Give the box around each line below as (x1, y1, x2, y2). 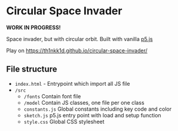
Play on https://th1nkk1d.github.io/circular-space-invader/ (6, 46, 148, 54)
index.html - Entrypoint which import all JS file (14, 80, 130, 87)
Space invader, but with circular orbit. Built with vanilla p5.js (6, 35, 154, 42)
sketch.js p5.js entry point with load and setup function (23, 111, 161, 118)
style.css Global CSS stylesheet (23, 118, 105, 125)
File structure (6, 64, 57, 74)
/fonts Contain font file (23, 92, 81, 99)
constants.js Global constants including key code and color (23, 105, 172, 113)
